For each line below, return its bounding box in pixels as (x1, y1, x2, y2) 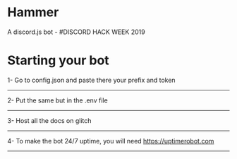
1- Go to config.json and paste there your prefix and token (7, 76, 176, 84)
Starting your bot (7, 52, 109, 69)
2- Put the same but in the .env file (7, 96, 108, 105)
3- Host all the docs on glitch (7, 116, 92, 124)
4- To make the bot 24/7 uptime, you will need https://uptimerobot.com (7, 136, 214, 145)
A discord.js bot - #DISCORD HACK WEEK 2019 (7, 28, 146, 36)
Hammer (7, 4, 59, 20)
